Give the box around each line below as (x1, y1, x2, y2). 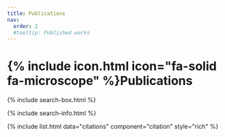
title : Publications (7, 10, 66, 17)
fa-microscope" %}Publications (7, 73, 193, 89)
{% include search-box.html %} (7, 96, 96, 104)
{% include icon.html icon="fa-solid (7, 59, 217, 74)
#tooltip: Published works (13, 29, 90, 36)
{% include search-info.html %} (7, 109, 96, 117)
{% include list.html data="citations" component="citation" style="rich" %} (7, 123, 219, 131)
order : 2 (13, 23, 38, 29)
